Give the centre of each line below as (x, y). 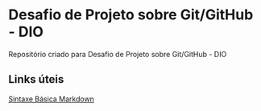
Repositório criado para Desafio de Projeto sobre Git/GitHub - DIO (118, 54)
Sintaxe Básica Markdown (52, 99)
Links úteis (36, 79)
